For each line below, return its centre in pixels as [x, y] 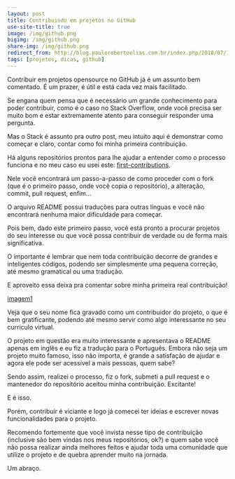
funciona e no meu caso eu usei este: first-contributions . [89, 165]
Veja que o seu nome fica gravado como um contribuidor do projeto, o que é [117, 312]
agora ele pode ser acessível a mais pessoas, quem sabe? [91, 363]
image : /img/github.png [42, 33]
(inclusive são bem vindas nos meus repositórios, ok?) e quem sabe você [113, 440]
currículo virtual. [31, 327]
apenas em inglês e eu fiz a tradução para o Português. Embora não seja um [117, 348]
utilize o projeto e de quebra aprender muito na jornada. [88, 454]
